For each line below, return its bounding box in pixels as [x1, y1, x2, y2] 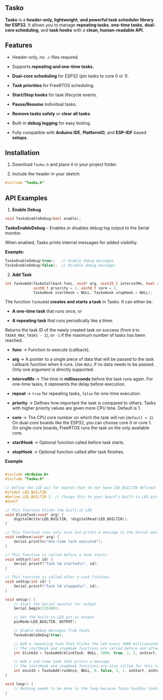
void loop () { [5, 682, 34, 686]
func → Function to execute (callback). [12, 347, 90, 353]
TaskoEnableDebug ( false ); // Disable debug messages [5, 262, 116, 268]
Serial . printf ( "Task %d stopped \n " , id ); [14, 583, 98, 589]
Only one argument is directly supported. [12, 367, 95, 372]
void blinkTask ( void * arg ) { [5, 512, 64, 517]
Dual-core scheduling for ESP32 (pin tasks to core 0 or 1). [12, 73, 130, 79]
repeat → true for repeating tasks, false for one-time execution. [12, 391, 141, 397]
